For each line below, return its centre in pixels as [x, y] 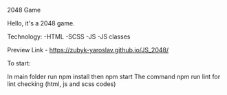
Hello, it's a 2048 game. [41, 23]
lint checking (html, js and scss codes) [62, 84]
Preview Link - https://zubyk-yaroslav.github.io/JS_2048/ [88, 50]
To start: [19, 63]
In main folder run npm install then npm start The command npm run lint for [114, 76]
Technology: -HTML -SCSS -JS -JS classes [69, 36]
